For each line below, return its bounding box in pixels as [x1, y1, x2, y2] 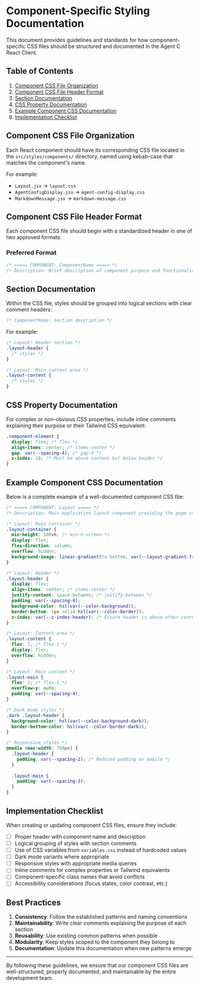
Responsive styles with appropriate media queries [14, 860, 137, 867]
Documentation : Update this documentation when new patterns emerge [14, 945, 192, 952]
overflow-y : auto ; [11, 685, 57, 692]
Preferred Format [6, 249, 57, 257]
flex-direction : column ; [11, 543, 73, 549]
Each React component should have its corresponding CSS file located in [6, 147, 185, 154]
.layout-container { [6, 526, 57, 532]
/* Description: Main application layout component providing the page [6, 510, 187, 516]
